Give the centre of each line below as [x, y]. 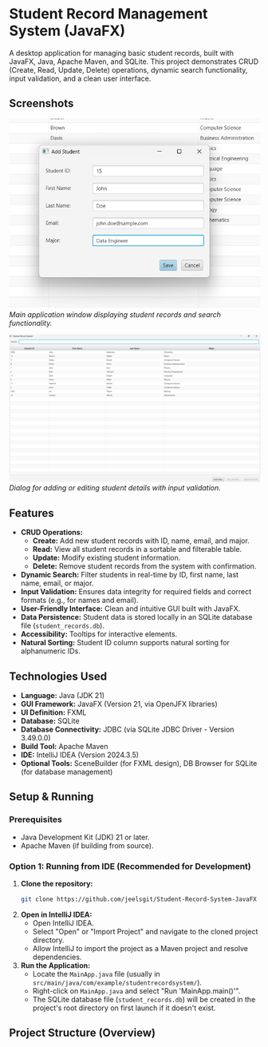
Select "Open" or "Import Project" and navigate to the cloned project [145, 931]
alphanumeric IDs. [50, 651]
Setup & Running [51, 797]
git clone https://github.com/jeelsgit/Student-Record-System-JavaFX [139, 899]
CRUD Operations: [51, 533]
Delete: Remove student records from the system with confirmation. [144, 566]
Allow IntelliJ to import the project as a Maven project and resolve [140, 948]
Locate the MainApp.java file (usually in [96, 974]
